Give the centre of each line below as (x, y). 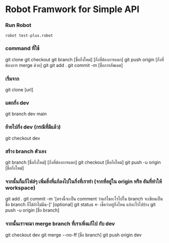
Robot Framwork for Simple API (72, 9)
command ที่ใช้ (22, 48)
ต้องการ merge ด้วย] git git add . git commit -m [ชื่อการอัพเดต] (64, 65)
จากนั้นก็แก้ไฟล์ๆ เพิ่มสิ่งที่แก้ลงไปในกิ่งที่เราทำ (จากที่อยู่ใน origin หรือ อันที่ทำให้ (84, 181)
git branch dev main (26, 114)
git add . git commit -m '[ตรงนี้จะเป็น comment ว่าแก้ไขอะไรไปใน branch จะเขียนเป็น (84, 199)
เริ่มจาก (12, 79)
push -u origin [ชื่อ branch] (32, 210)
